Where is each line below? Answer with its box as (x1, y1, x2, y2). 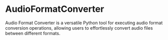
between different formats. (5, 30, 61, 36)
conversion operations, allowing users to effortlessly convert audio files (5, 25, 153, 31)
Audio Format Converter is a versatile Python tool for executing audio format (5, 20, 163, 26)
